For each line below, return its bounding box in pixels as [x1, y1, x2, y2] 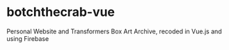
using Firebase [6, 34, 49, 42]
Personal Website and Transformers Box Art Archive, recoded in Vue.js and [6, 27, 222, 35]
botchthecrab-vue [6, 4, 116, 20]
